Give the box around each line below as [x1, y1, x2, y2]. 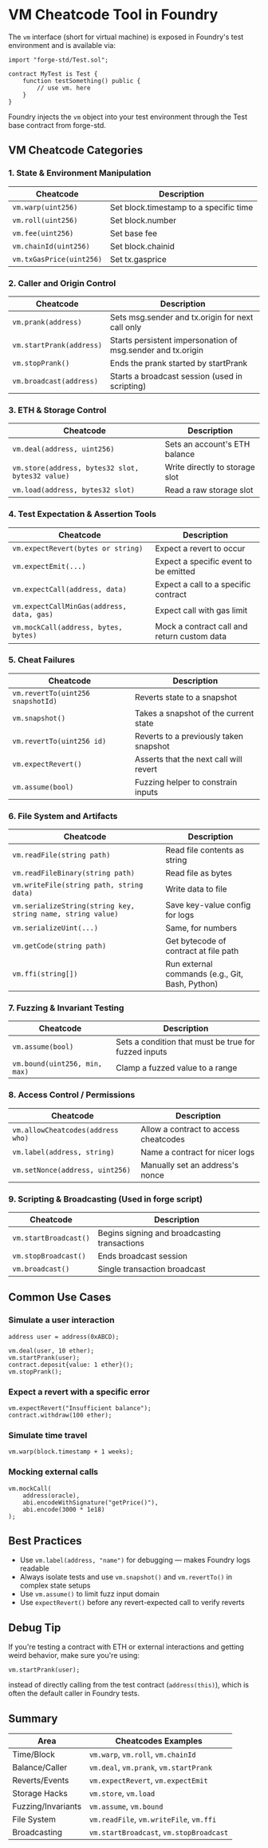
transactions [97, 1238, 145, 1248]
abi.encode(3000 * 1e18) [22, 1505, 105, 1513]
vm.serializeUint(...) [12, 924, 98, 932]
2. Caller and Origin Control [8, 277, 116, 288]
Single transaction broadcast [97, 1264, 206, 1274]
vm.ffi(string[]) [12, 969, 78, 979]
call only [110, 321, 142, 332]
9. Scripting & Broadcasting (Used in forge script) [8, 1193, 203, 1204]
